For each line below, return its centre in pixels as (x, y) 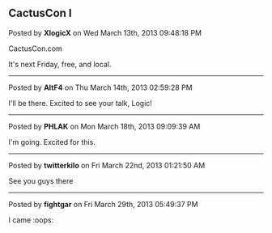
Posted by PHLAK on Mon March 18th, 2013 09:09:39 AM (104, 126)
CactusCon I (40, 13)
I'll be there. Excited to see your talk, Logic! (80, 103)
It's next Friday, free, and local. (60, 64)
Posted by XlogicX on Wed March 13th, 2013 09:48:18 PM (105, 32)
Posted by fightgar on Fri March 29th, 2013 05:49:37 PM (103, 204)
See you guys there (41, 180)
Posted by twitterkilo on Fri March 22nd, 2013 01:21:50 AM (107, 165)
